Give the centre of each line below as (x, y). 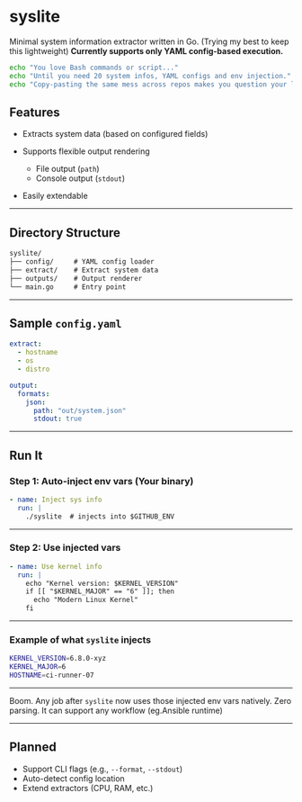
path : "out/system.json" (80, 410)
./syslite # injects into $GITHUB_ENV (100, 516)
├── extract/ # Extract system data (84, 270)
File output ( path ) (68, 169)
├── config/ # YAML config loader (82, 262)
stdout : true (58, 419)
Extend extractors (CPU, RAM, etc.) (88, 788)
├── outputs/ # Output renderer (76, 278)
